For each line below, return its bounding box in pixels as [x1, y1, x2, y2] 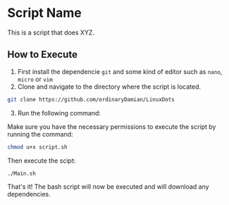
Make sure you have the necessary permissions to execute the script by [7, 122, 216, 131]
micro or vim [17, 75, 53, 83]
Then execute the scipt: [7, 156, 76, 165]
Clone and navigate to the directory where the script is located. [17, 82, 202, 91]
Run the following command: [17, 108, 101, 117]
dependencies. [7, 190, 51, 199]
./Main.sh [7, 170, 37, 177]
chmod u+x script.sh [7, 143, 68, 151]
